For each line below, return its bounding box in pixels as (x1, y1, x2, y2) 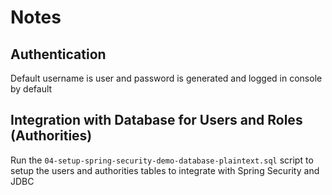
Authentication (10, 46, 107, 63)
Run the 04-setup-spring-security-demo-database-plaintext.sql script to (10, 154, 314, 166)
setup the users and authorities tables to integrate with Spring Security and (10, 164, 320, 176)
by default (10, 83, 53, 95)
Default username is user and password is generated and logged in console (10, 72, 323, 84)
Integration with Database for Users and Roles (10, 112, 303, 129)
